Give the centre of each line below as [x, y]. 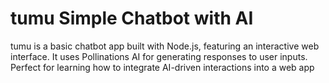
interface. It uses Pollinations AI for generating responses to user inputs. [159, 56]
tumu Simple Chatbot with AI [132, 18]
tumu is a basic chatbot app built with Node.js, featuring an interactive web [165, 46]
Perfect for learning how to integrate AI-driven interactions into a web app [162, 67]
